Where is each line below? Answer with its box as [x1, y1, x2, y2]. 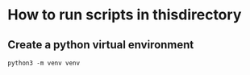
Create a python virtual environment [7, 38, 194, 52]
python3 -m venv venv [7, 59, 81, 67]
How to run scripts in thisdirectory [7, 6, 242, 24]
